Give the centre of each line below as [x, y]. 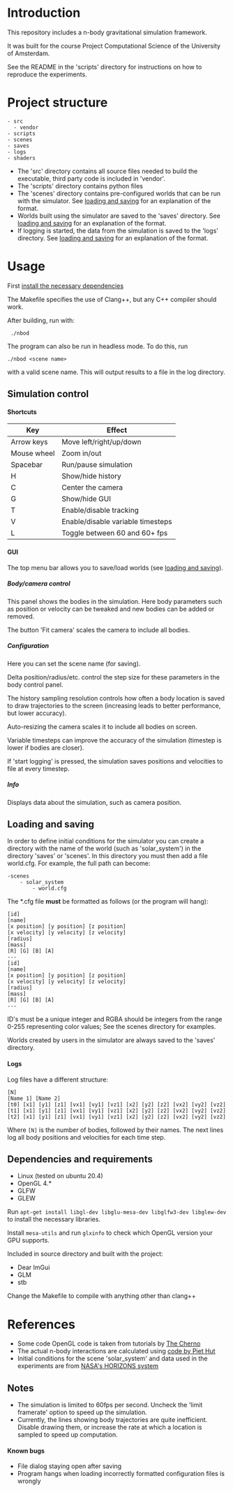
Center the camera [92, 488]
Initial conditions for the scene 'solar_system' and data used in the [112, 1359]
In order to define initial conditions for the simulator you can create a [106, 841]
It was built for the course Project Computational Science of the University [114, 46]
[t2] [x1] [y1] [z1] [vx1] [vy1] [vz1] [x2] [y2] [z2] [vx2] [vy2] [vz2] [117, 1117]
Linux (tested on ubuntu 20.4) [60, 1176]
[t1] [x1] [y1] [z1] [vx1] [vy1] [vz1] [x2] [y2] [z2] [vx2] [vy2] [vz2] [117, 1111]
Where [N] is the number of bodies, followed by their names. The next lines [115, 1130]
